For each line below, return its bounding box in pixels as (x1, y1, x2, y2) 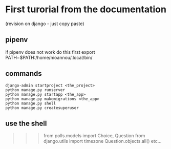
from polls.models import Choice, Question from (43, 133, 145, 139)
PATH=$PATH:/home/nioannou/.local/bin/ (5, 54, 93, 60)
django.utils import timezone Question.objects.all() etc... (43, 138, 162, 144)
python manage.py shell (5, 101, 56, 106)
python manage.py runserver (5, 87, 66, 93)
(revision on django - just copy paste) (5, 20, 84, 27)
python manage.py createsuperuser (5, 105, 79, 111)
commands (5, 69, 42, 78)
